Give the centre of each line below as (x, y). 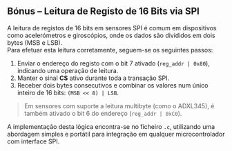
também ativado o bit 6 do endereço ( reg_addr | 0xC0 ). (103, 113)
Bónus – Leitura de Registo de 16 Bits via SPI (104, 11)
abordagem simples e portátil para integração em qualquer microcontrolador (116, 134)
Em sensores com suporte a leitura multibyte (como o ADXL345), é (119, 105)
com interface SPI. (33, 141)
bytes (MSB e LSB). (35, 42)
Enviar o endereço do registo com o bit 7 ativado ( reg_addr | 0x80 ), (114, 63)
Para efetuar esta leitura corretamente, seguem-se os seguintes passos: (110, 50)
